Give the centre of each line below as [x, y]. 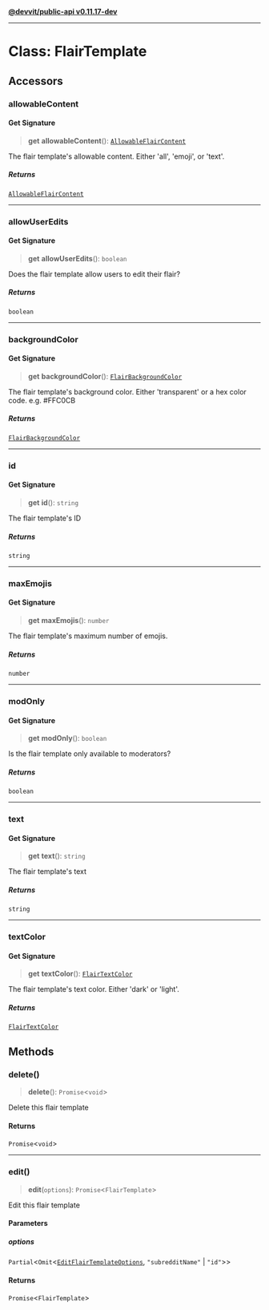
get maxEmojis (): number [68, 621]
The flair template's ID [45, 518]
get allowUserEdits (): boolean [77, 258]
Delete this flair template [49, 1108]
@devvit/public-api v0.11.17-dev [63, 12]
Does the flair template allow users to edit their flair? [94, 274]
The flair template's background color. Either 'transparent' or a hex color [127, 391]
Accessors [36, 81]
